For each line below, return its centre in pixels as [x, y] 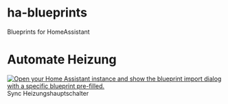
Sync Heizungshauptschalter [48, 93]
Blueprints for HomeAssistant [49, 32]
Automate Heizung [62, 60]
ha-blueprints [47, 13]
